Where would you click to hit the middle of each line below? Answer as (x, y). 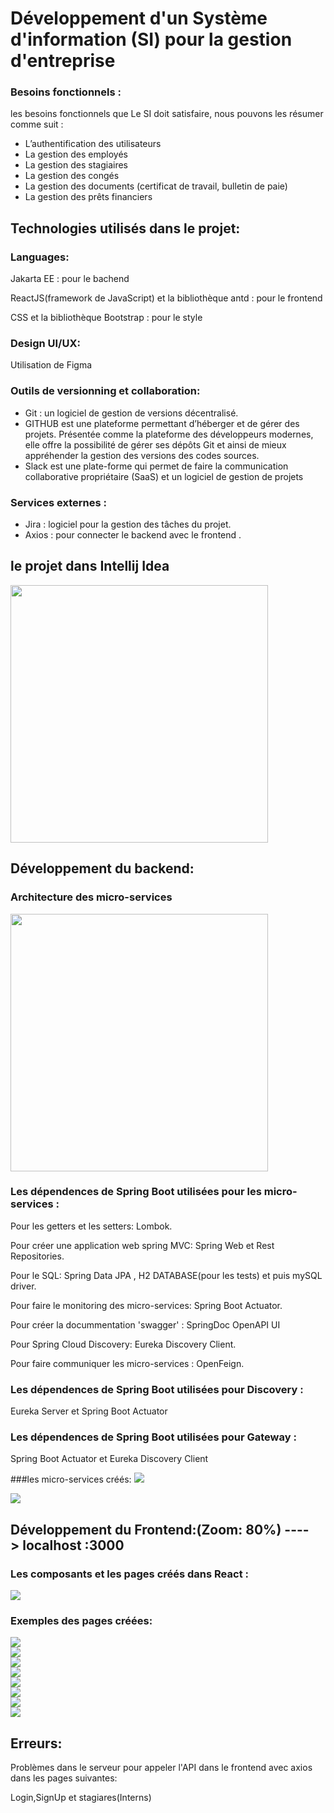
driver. (23, 1286)
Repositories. (37, 1256)
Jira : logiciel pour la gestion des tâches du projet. (128, 524)
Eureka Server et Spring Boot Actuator (89, 1411)
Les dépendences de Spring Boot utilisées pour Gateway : (153, 1437)
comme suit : (37, 124)
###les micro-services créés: (71, 1479)
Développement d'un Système (139, 18)
